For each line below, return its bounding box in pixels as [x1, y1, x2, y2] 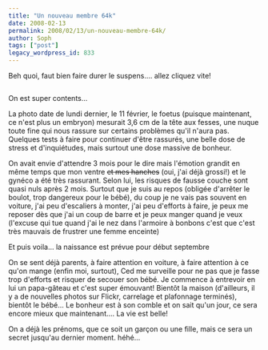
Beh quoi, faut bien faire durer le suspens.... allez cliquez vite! [8, 71, 212, 80]
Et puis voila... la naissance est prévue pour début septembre [8, 242, 210, 251]
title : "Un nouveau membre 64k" [8, 11, 116, 20]
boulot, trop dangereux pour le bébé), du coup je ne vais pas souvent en [8, 193, 247, 202]
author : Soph [8, 34, 52, 42]
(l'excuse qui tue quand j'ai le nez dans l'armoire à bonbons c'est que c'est [8, 218, 255, 227]
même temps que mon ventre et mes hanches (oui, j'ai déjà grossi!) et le [8, 167, 246, 176]
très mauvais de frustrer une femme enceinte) [8, 227, 160, 236]
